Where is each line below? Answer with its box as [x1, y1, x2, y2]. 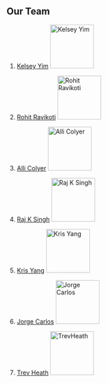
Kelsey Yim [16, 62, 49, 70]
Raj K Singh [16, 215, 50, 223]
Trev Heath [16, 368, 49, 377]
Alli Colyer [16, 164, 47, 172]
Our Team [6, 6, 50, 17]
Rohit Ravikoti [16, 113, 56, 121]
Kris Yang [16, 266, 45, 275]
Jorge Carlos [16, 317, 54, 326]
